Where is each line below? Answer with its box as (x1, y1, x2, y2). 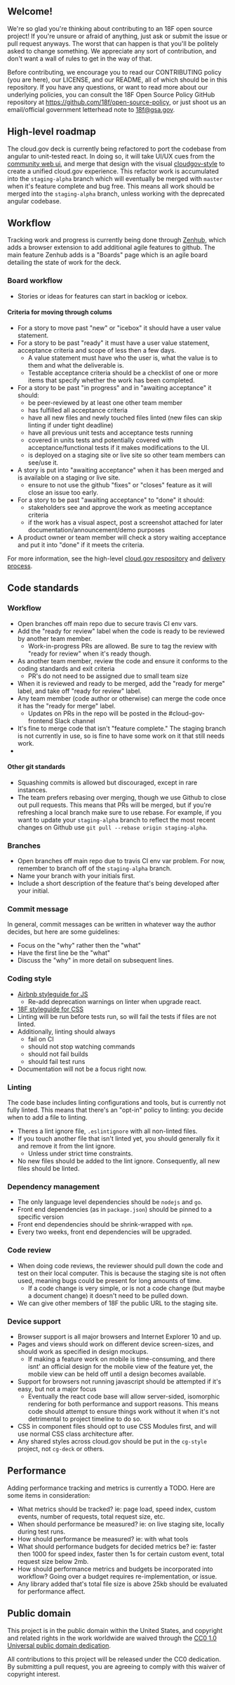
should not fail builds (27, 1049, 89, 1058)
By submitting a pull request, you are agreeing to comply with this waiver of (7, 1662, 226, 1671)
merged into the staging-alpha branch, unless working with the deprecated (7, 189, 225, 198)
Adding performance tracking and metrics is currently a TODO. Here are (7, 1484, 215, 1492)
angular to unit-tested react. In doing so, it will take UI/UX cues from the (7, 151, 215, 161)
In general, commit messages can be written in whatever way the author (7, 920, 216, 929)
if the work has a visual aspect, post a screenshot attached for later (27, 518, 223, 527)
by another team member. (17, 634, 93, 643)
